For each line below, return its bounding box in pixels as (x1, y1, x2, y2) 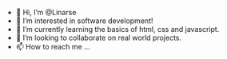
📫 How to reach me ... (15, 42, 90, 51)
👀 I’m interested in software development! (15, 16, 153, 26)
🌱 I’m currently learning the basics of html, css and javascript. (15, 25, 220, 33)
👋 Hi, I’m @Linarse (15, 8, 77, 17)
